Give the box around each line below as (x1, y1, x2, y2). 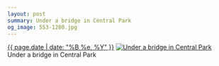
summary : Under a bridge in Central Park (7, 17, 132, 24)
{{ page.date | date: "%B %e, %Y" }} (7, 43, 115, 52)
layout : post (7, 10, 46, 18)
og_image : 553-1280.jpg (7, 23, 78, 31)
